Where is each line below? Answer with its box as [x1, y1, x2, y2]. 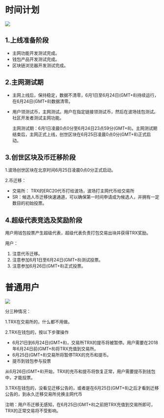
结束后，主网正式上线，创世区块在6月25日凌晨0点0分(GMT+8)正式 [12, 131, 147, 137]
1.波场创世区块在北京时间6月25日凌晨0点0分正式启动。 [5, 167, 116, 173]
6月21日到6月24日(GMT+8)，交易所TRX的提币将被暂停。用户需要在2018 [12, 340, 158, 346]
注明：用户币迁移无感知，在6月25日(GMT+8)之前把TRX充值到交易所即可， [5, 402, 156, 408]
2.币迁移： [5, 178, 26, 183]
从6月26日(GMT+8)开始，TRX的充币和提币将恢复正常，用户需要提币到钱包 [5, 368, 156, 374]
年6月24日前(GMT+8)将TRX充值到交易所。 [12, 346, 99, 352]
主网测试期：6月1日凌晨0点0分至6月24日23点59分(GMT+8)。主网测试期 [12, 125, 158, 131]
